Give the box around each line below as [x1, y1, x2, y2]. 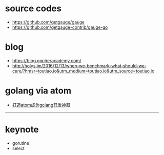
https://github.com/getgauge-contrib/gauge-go [12, 24, 108, 30]
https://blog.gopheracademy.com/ [12, 57, 82, 64]
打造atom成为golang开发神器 [12, 102, 71, 108]
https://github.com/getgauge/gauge [12, 19, 84, 25]
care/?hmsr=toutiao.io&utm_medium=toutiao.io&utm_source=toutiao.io [12, 68, 155, 74]
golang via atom [5, 85, 72, 96]
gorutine [12, 140, 29, 146]
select [12, 145, 25, 151]
